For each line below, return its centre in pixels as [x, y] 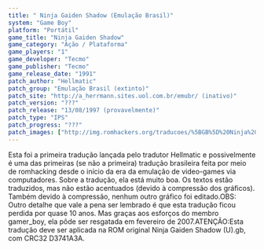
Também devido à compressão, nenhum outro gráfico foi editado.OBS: [123, 196]
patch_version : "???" [44, 103]
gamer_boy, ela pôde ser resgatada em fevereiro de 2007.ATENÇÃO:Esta [126, 222]
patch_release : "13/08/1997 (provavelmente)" [84, 111]
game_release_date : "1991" [52, 74]
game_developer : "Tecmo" [49, 60]
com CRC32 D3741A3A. [46, 238]
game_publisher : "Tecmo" [49, 67]
